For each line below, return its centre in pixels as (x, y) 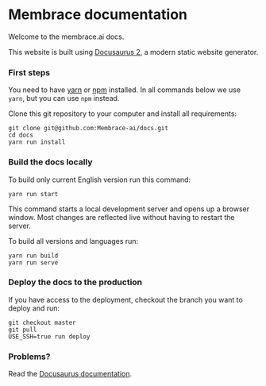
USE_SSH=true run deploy (49, 336)
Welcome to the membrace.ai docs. (66, 37)
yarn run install (37, 142)
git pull (23, 330)
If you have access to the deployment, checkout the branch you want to (126, 299)
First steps (29, 72)
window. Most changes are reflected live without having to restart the (121, 217)
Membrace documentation (98, 15)
